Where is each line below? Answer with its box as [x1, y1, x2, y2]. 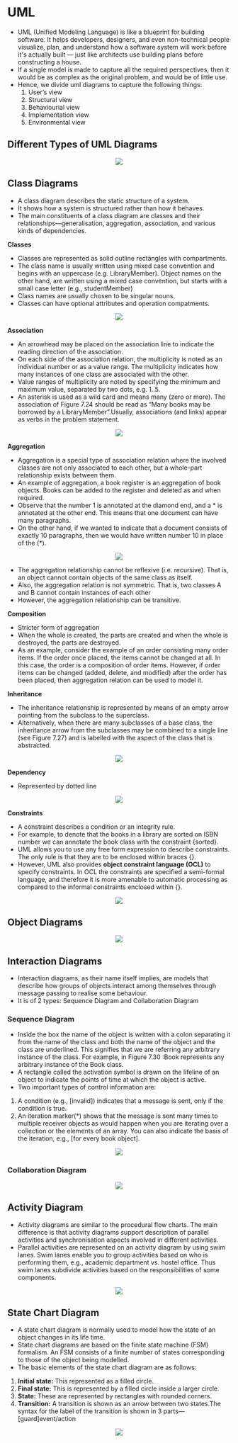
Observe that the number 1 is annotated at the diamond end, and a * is [17, 501, 223, 509]
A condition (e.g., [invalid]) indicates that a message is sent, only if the [17, 1097, 223, 1105]
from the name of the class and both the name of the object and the [17, 1038, 216, 1046]
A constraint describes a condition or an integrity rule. [17, 822, 176, 831]
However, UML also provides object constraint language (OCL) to [17, 860, 211, 868]
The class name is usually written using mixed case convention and [17, 261, 215, 270]
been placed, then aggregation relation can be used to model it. [17, 676, 203, 684]
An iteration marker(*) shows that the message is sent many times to [17, 1111, 218, 1120]
